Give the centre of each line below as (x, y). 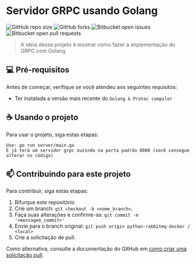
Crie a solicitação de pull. (45, 238)
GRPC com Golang (43, 50)
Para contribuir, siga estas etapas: (47, 191)
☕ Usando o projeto (42, 117)
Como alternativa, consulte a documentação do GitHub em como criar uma (97, 249)
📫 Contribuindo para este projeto (68, 174)
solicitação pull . (25, 255)
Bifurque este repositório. (45, 203)
